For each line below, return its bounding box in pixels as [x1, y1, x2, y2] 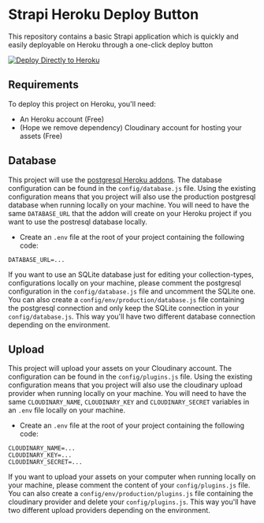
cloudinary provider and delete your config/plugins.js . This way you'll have [8, 497, 256, 506]
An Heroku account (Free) [19, 114, 105, 124]
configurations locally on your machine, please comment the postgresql [8, 278, 242, 287]
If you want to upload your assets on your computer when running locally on [8, 472, 256, 482]
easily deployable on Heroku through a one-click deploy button [8, 39, 214, 49]
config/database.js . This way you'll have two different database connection [8, 312, 256, 321]
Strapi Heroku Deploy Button [8, 6, 199, 24]
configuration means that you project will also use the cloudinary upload [8, 380, 243, 390]
